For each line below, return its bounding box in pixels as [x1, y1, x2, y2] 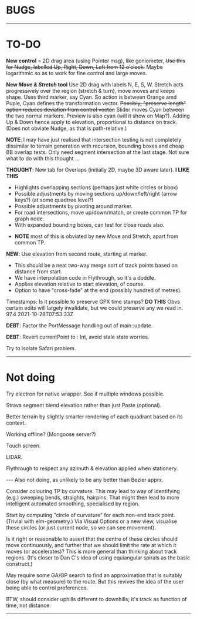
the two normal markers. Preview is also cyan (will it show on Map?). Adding [6, 112, 191, 119]
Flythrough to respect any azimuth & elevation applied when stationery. [6, 465, 178, 472]
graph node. [14, 215, 45, 222]
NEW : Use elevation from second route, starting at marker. [6, 250, 148, 257]
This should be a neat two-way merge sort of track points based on [14, 262, 178, 269]
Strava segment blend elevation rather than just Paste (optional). [6, 401, 162, 408]
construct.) [6, 560, 33, 567]
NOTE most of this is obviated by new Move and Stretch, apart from [14, 233, 179, 240]
